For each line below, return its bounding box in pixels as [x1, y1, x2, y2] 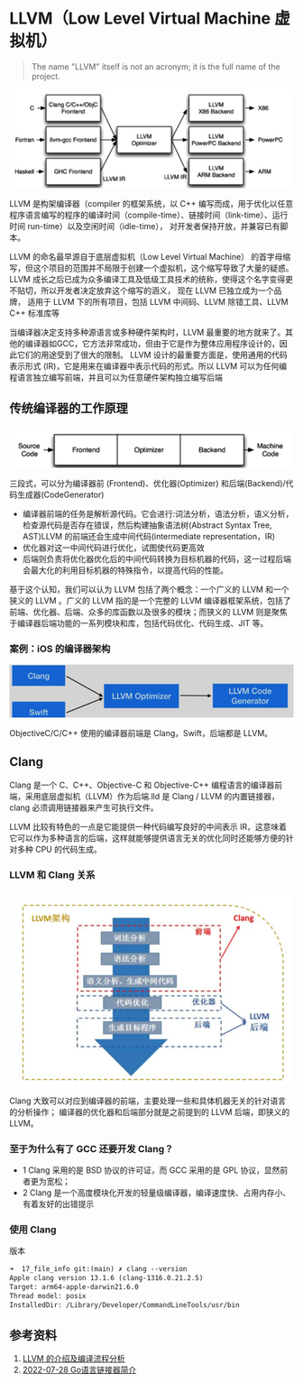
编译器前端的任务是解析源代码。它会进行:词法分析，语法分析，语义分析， [22, 509, 294, 520]
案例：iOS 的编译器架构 [9, 642, 111, 655]
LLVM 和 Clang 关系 [9, 868, 96, 881]
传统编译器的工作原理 [9, 401, 128, 416]
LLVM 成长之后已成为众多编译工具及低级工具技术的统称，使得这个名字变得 [9, 273, 286, 284]
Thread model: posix [9, 1292, 87, 1301]
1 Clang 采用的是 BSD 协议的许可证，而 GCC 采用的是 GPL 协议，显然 [22, 1165, 280, 1176]
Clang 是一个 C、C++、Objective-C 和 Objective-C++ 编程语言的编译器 [9, 779, 275, 790]
